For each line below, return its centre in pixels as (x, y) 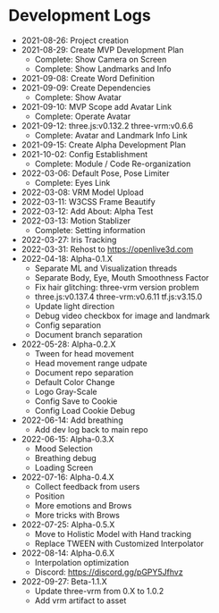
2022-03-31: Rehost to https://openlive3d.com (107, 249)
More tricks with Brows (77, 515)
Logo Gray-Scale (66, 391)
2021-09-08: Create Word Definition (88, 78)
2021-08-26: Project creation (75, 40)
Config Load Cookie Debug (85, 410)
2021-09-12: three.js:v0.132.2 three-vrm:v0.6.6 (107, 125)
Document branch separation (88, 334)
